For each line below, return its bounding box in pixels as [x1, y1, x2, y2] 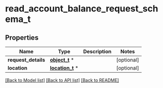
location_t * [50, 65, 79, 71]
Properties [5, 33, 39, 42]
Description [83, 48, 112, 55]
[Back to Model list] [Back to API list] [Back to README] [5, 78, 119, 83]
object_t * [50, 57, 75, 63]
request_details [7, 57, 46, 63]
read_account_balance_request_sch [5, 3, 159, 14]
